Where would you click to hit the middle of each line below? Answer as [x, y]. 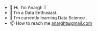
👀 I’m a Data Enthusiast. [34, 13]
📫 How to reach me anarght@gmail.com [51, 23]
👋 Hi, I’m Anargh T [28, 8]
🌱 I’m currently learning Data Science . [48, 18]
